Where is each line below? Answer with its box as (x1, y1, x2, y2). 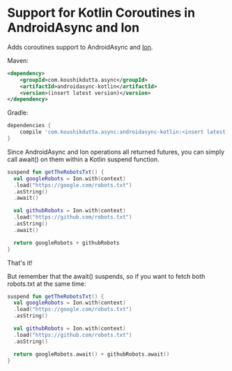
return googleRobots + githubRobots (13, 239, 120, 246)
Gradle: (7, 108, 29, 117)
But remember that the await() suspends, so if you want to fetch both (7, 272, 206, 280)
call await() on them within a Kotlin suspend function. (7, 155, 160, 163)
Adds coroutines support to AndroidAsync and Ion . (7, 43, 153, 51)
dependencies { (7, 122, 52, 129)
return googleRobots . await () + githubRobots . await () (13, 351, 170, 358)
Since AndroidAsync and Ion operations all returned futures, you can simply (7, 147, 225, 156)
